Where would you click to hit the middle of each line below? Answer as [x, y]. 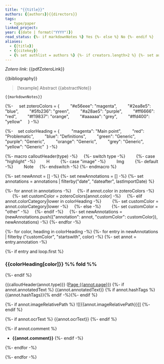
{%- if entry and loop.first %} [34, 252]
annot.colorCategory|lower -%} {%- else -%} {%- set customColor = [82, 207]
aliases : [14, 42]
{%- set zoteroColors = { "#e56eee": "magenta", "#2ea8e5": [78, 106]
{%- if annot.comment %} [31, 328]
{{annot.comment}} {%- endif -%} [48, 338]
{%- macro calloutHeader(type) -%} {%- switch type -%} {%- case [80, 156]
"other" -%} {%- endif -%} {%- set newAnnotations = [64, 212]
